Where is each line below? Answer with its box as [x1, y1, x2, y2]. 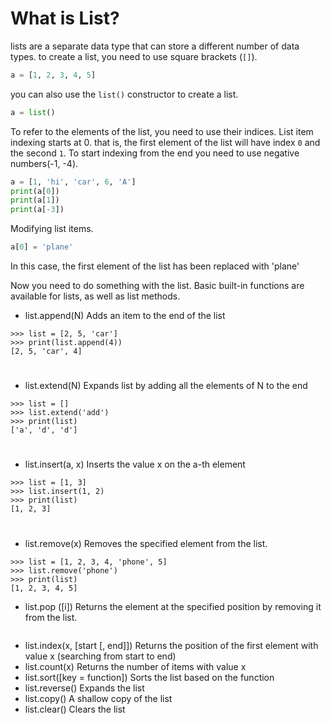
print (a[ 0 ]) [10, 186, 60, 196]
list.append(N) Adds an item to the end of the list [24, 310, 226, 322]
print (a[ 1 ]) [10, 195, 60, 206]
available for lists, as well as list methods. [10, 290, 181, 302]
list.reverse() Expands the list [24, 682, 145, 694]
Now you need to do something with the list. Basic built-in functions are [10, 280, 305, 292]
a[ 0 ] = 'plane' [10, 242, 74, 252]
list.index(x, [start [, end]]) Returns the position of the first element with [24, 639, 319, 651]
